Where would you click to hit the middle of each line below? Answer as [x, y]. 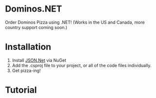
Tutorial [21, 90]
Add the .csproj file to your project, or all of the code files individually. [82, 65]
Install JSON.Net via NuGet [39, 60]
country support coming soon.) [36, 27]
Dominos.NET [34, 9]
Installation [28, 47]
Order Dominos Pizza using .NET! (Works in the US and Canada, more [75, 22]
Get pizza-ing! [26, 70]
